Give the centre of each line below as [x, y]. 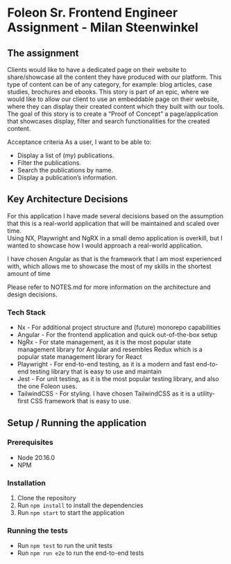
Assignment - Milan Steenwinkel [103, 27]
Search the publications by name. [65, 170]
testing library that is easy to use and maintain [96, 371]
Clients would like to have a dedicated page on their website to [97, 70]
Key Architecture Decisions [68, 199]
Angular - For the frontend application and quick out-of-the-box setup [117, 335]
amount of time [29, 273]
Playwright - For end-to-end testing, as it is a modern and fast [106, 364]
